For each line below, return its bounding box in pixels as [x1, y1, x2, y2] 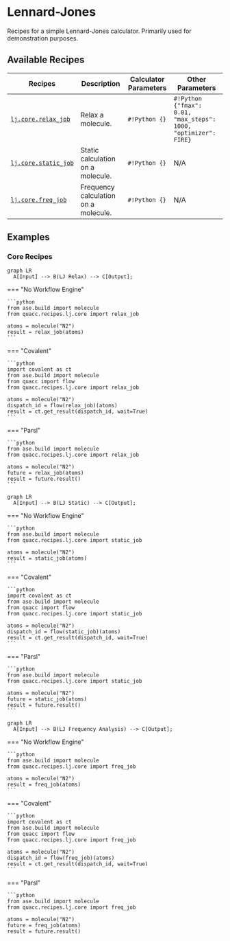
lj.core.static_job [10, 159, 74, 167]
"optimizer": [173, 128, 216, 137]
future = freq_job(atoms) [7, 922, 81, 929]
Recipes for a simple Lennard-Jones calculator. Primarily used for [7, 27, 192, 35]
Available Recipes [7, 54, 85, 66]
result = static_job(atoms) [7, 555, 88, 562]
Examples [7, 231, 50, 243]
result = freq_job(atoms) [7, 781, 81, 789]
